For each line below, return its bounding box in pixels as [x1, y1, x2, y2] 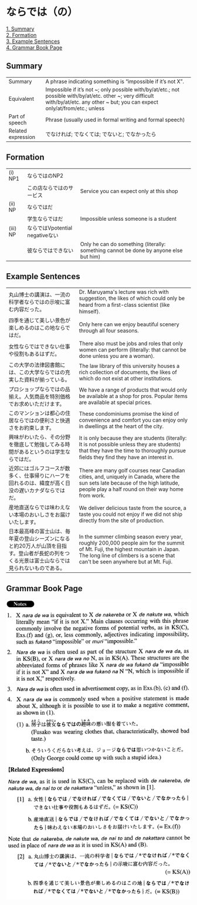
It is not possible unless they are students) [79, 441, 181, 448]
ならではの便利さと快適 [13, 416, 70, 424]
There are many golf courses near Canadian [79, 466, 185, 474]
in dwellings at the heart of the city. [79, 423, 164, 430]
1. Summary [6, 25, 35, 32]
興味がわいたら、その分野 [8, 433, 70, 440]
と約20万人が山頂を [8, 542, 57, 549]
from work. [79, 492, 106, 499]
